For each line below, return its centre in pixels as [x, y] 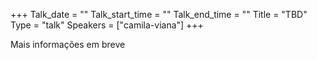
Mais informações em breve [68, 44]
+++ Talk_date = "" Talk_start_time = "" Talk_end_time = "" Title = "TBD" [159, 14]
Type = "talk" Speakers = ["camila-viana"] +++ [107, 25]
